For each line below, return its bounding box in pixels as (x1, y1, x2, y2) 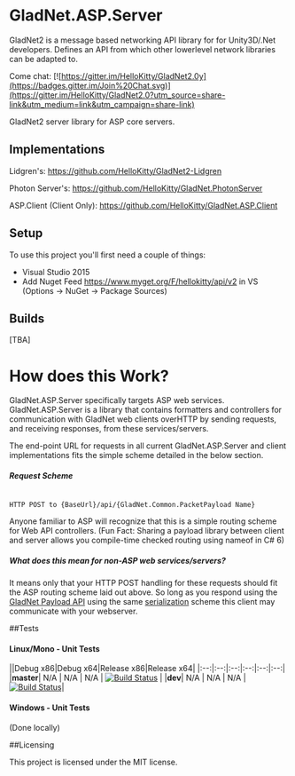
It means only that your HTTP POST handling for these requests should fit (9, 578, 278, 589)
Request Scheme (9, 470, 74, 480)
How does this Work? (9, 366, 170, 386)
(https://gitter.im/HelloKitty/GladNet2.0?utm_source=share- (9, 90, 226, 100)
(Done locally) (9, 722, 60, 732)
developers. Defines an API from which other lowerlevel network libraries (9, 44, 276, 54)
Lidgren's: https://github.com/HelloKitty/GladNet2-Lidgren (9, 165, 222, 176)
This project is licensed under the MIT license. (9, 756, 178, 767)
